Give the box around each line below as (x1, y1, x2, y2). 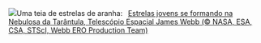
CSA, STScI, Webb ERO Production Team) (8, 25, 148, 35)
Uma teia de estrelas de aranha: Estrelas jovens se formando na (16, 9, 233, 18)
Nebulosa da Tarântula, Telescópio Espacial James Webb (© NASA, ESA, (8, 17, 253, 26)
